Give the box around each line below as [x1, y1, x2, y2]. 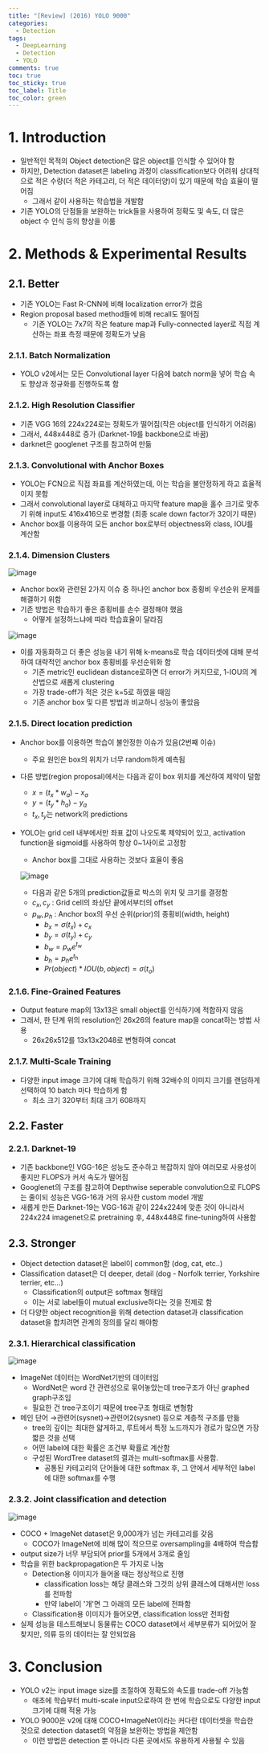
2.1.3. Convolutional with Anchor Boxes [8, 460, 165, 471]
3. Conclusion [8, 1657, 103, 1676]
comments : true [8, 64, 59, 72]
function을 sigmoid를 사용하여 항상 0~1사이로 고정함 [19, 838, 186, 848]
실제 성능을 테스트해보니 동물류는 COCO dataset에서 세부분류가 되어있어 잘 [19, 1619, 257, 1628]
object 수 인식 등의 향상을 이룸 [19, 216, 116, 226]
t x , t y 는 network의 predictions [31, 809, 128, 821]
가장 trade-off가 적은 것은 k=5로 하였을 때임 [31, 688, 171, 697]
